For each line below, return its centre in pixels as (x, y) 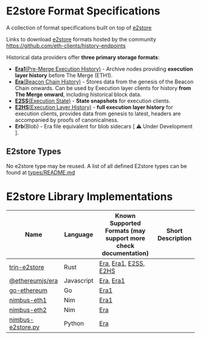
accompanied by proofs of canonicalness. (67, 120)
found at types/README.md (41, 172)
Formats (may (125, 230)
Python (74, 323)
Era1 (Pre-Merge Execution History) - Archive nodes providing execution (104, 69)
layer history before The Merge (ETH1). (64, 75)
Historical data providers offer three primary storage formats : (83, 57)
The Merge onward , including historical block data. (78, 94)
